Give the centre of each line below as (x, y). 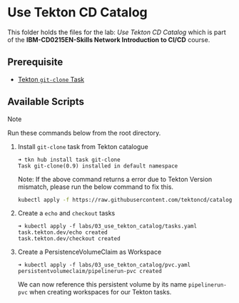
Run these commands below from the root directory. (84, 133)
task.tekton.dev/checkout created (69, 239)
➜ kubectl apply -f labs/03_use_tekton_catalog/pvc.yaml (104, 265)
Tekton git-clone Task (51, 79)
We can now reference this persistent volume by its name (102, 284)
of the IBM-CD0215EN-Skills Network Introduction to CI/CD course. (109, 39)
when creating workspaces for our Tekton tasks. (101, 292)
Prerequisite (35, 62)
